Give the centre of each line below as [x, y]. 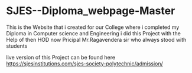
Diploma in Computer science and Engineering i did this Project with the [94, 33]
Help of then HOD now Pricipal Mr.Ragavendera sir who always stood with [96, 39]
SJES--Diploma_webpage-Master [91, 11]
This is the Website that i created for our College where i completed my [93, 27]
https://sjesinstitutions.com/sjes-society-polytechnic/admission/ [85, 64]
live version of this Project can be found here [61, 57]
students [17, 46]
